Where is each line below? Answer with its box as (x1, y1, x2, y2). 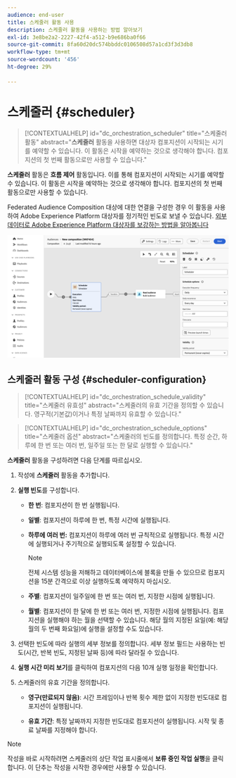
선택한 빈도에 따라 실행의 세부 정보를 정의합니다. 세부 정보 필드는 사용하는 (17, 639, 218, 648)
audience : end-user (7, 11, 65, 18)
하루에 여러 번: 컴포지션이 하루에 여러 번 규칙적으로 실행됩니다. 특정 (27, 530, 212, 539)
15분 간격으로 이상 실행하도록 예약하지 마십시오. (41, 577, 171, 585)
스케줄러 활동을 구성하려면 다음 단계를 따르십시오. (7, 456, 143, 464)
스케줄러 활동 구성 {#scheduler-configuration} (7, 373, 207, 385)
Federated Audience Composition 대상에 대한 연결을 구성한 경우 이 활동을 (7, 203, 213, 211)
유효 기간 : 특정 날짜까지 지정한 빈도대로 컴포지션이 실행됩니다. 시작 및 (27, 717, 217, 725)
